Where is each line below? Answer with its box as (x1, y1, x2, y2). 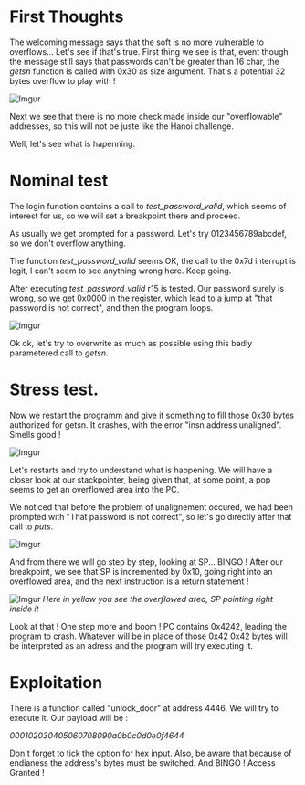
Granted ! (9, 767, 45, 778)
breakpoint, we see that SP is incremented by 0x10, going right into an (9, 566, 273, 577)
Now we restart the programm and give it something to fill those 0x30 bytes (9, 409, 295, 420)
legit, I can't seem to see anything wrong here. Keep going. (9, 265, 232, 276)
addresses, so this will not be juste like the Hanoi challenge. (9, 121, 235, 132)
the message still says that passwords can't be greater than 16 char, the (9, 56, 280, 67)
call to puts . (9, 521, 54, 532)
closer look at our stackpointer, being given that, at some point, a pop (9, 473, 271, 485)
